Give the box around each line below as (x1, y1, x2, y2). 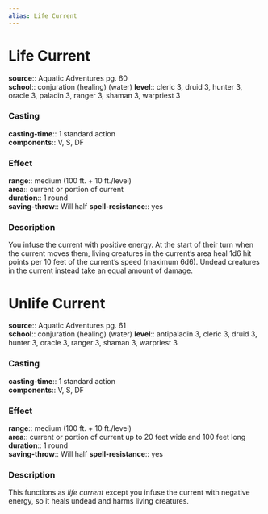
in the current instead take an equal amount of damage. (8, 265, 194, 275)
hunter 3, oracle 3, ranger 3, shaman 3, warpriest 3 (8, 338, 178, 348)
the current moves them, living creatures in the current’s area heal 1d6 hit (8, 249, 252, 258)
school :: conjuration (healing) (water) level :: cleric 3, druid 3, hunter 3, (8, 81, 243, 91)
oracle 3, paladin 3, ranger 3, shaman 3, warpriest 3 (8, 90, 181, 100)
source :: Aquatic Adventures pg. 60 (8, 73, 128, 83)
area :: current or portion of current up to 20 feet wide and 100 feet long (8, 432, 246, 441)
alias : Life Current (8, 11, 78, 20)
